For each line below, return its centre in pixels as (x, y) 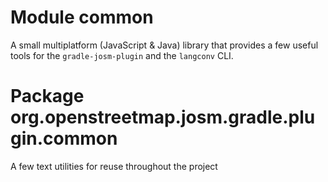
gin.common (64, 138)
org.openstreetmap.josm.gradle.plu (163, 117)
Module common (82, 17)
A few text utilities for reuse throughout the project (114, 166)
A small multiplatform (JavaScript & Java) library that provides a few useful (164, 45)
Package (47, 96)
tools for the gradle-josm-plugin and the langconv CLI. (122, 55)
